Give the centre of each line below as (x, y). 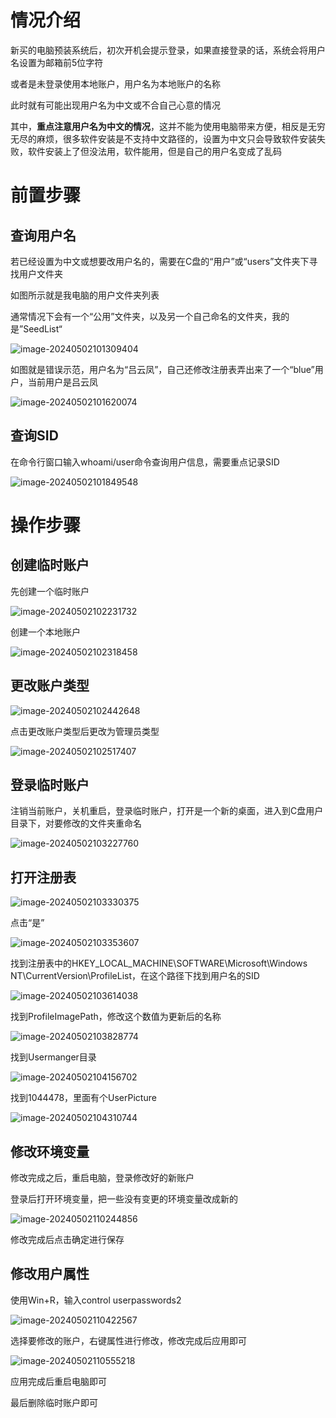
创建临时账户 (50, 565)
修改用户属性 (50, 1274)
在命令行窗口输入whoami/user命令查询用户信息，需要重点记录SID (145, 462)
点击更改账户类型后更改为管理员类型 (85, 731)
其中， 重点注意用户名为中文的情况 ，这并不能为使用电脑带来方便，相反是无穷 (168, 126)
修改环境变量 (50, 1151)
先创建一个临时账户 (50, 591)
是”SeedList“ (36, 328)
